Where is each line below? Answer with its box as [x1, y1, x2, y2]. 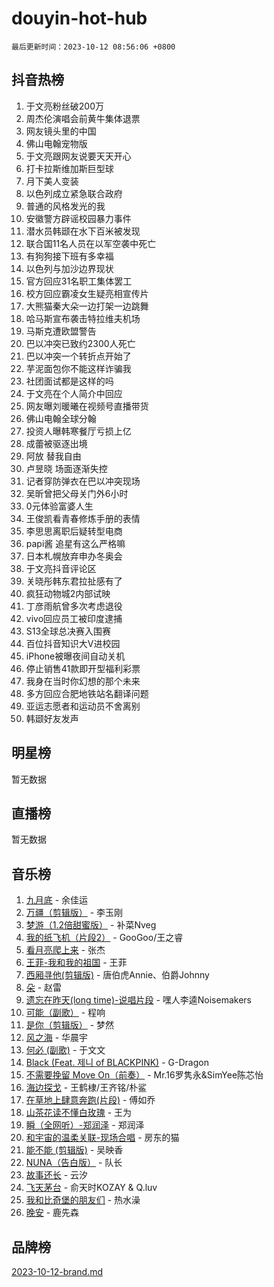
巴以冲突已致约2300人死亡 [25, 337, 136, 349]
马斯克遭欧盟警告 [25, 325, 97, 337]
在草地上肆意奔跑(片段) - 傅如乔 [25, 1094, 156, 1106]
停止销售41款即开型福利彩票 [25, 662, 141, 674]
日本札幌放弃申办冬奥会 [25, 550, 123, 562]
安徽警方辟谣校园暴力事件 [25, 212, 132, 224]
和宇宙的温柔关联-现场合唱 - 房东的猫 [25, 1132, 180, 1144]
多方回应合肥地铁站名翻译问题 [25, 687, 149, 699]
